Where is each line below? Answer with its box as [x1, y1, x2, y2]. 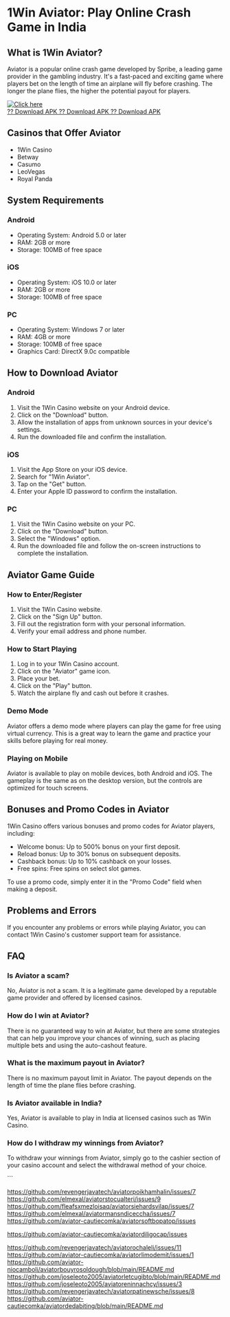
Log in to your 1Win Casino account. [16, 660, 119, 668]
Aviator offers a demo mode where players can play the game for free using [7, 722, 222, 730]
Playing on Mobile [7, 753, 69, 763]
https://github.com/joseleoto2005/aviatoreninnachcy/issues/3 [7, 1280, 183, 1288]
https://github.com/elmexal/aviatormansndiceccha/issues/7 [7, 1210, 176, 1218]
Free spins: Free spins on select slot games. [16, 864, 142, 873]
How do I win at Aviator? [7, 1011, 89, 1020]
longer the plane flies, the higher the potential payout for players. [7, 87, 191, 95]
